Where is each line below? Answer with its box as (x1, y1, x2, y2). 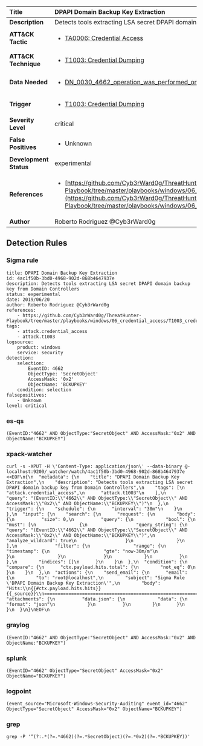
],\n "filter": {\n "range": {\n (6, 543, 166, 549)
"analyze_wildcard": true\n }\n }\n (6, 538, 185, 544)
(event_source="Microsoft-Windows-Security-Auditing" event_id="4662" (6, 701, 188, 707)
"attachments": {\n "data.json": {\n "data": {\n (6, 596, 188, 602)
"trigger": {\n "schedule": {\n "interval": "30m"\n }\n (6, 506, 182, 512)
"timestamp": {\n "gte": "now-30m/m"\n (6, 548, 158, 554)
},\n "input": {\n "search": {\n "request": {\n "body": (6, 511, 196, 517)
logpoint (6, 687, 31, 695)
